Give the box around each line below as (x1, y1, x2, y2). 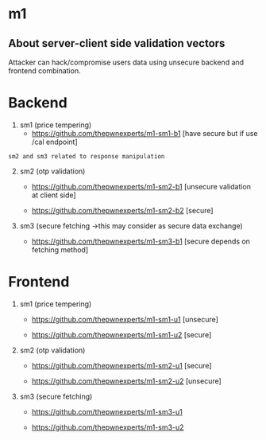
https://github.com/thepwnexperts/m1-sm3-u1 (31, 407, 183, 416)
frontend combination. (8, 66, 81, 76)
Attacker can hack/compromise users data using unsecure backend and (8, 57, 245, 67)
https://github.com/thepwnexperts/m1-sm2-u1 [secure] (31, 360, 212, 370)
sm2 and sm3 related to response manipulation (8, 152, 165, 160)
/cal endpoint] (31, 137, 78, 146)
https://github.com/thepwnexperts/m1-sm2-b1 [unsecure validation (31, 181, 252, 191)
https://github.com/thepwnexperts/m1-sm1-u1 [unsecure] (31, 314, 218, 324)
